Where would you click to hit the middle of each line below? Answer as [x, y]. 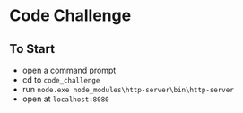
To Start [32, 49]
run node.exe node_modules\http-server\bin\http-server [128, 89]
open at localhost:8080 [65, 99]
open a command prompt [69, 70]
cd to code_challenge [61, 80]
